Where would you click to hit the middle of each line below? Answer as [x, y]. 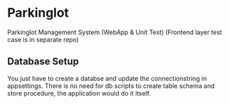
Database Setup [43, 62]
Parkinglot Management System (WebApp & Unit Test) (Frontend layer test [115, 32]
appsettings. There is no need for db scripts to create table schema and [111, 86]
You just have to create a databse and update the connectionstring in [107, 78]
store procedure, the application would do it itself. [79, 93]
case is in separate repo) [43, 39]
